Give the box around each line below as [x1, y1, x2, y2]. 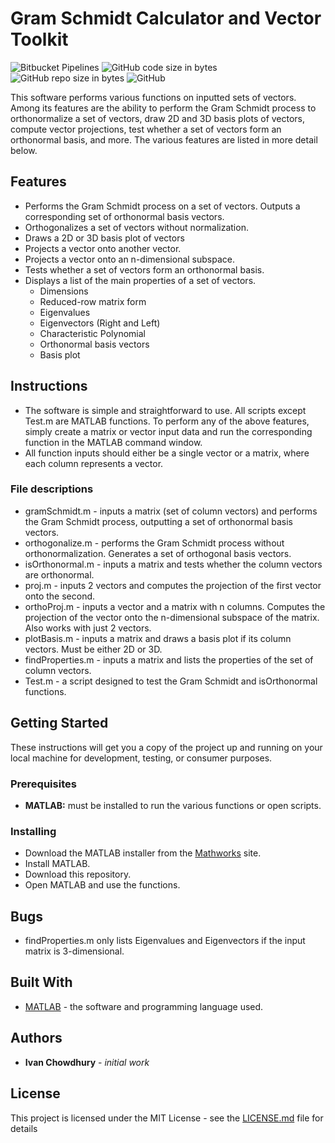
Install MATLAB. [24, 858, 91, 870]
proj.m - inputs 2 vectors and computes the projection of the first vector [24, 579, 322, 591]
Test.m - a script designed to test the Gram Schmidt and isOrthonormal [24, 675, 318, 687]
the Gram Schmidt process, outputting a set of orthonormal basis [24, 515, 293, 527]
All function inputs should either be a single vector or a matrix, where [24, 447, 310, 459]
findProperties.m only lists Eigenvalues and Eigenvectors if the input [24, 935, 306, 947]
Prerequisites [10, 777, 77, 791]
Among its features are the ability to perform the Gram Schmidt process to [10, 102, 317, 114]
